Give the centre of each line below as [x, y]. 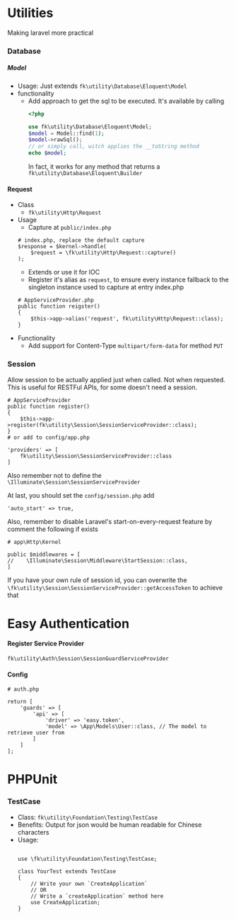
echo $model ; [47, 153]
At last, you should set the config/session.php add [81, 495]
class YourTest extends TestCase [67, 871]
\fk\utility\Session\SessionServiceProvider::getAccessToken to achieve [115, 587]
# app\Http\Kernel [34, 542]
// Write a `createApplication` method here [97, 896]
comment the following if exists [53, 529]
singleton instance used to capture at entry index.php [106, 287]
